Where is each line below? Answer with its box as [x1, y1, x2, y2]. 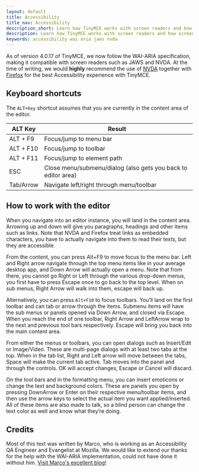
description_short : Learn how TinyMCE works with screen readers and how [6, 25, 192, 31]
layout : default [6, 8, 46, 15]
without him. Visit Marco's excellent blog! [6, 459, 107, 466]
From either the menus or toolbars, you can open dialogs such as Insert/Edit [6, 339, 191, 346]
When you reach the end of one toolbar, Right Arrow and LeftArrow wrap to [6, 315, 190, 322]
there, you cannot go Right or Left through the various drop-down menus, [6, 272, 186, 279]
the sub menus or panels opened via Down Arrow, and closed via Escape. [6, 309, 186, 316]
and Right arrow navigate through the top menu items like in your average [6, 259, 185, 267]
